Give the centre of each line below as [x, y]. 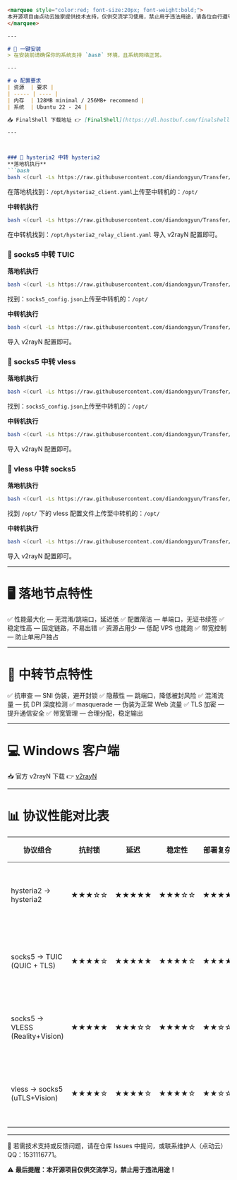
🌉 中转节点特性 [50, 674]
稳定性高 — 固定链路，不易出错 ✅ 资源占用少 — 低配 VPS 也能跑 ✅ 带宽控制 [117, 627]
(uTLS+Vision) [35, 1097]
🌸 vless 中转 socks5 [42, 469]
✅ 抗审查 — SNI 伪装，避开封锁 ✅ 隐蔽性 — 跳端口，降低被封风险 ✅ [105, 695]
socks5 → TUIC [37, 956]
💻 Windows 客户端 [63, 751]
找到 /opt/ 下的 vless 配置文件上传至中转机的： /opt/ [84, 513]
